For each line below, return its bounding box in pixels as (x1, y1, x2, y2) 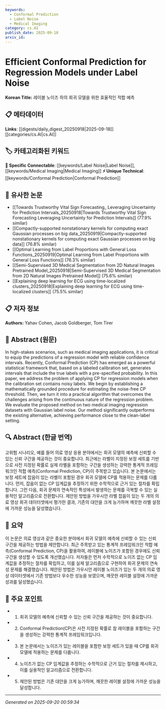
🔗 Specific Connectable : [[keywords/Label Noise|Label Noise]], (5, 162, 135, 169)
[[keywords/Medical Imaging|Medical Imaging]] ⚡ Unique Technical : (5, 168, 145, 174)
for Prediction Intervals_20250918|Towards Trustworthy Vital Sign (12, 209, 147, 216)
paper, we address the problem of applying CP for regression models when (5, 375, 158, 381)
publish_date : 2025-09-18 (5, 30, 58, 35)
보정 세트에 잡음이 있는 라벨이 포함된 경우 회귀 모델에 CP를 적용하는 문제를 (5, 474, 148, 480)
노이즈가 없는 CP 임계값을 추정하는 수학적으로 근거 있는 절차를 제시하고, (19, 661, 158, 667)
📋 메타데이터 (5, 110, 43, 119)
